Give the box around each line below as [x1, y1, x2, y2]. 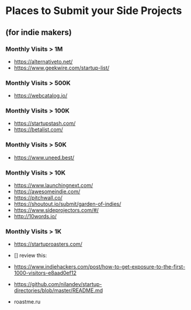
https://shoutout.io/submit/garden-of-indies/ [13, 200, 121, 208]
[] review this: [13, 252, 47, 259]
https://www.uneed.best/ [13, 154, 74, 161]
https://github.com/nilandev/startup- [13, 281, 102, 288]
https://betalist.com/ [13, 126, 64, 133]
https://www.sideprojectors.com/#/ [13, 207, 99, 214]
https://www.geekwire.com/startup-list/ [13, 64, 110, 71]
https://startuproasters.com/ [13, 241, 82, 248]
